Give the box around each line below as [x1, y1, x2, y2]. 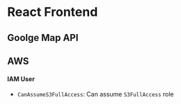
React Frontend [7, 4, 98, 20]
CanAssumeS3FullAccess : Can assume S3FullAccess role [17, 90, 174, 98]
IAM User [7, 74, 35, 83]
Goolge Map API [7, 32, 79, 44]
